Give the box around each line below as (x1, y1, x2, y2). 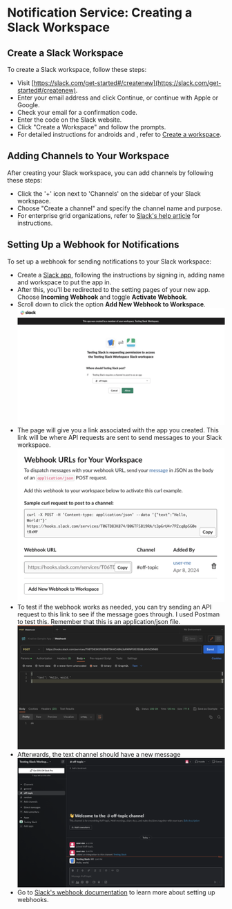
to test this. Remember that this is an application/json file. (17, 618, 181, 626)
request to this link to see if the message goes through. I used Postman (17, 610, 220, 618)
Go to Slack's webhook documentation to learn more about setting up (17, 888, 215, 897)
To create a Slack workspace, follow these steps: (7, 66, 147, 73)
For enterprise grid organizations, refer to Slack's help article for (17, 211, 200, 219)
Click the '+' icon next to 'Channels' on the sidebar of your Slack (17, 189, 202, 198)
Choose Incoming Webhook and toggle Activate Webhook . (17, 293, 188, 301)
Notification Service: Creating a (7, 5, 193, 21)
